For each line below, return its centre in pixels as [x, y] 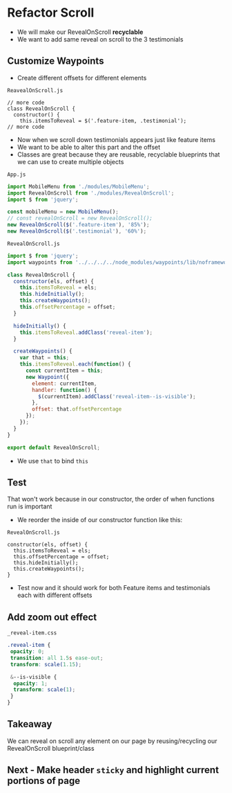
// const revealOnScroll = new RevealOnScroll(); [80, 219]
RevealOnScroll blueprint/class [51, 748]
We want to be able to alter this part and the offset [89, 147]
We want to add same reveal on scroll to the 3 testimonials [100, 39]
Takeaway [30, 724]
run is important [30, 506]
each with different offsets [55, 595]
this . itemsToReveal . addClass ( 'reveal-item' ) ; [86, 332]
